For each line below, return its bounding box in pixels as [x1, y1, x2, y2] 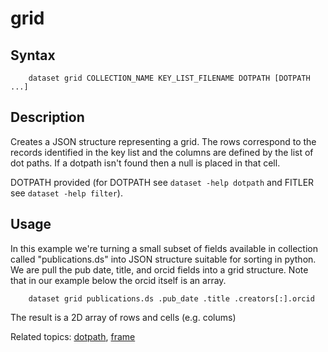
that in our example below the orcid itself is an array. [10, 274, 227, 286]
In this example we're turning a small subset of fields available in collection [10, 242, 318, 254]
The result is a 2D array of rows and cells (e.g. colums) [10, 311, 237, 323]
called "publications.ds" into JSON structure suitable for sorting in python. [10, 253, 317, 265]
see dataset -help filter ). [10, 187, 123, 199]
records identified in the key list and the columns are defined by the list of [10, 146, 314, 158]
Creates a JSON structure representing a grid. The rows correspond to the [10, 135, 317, 147]
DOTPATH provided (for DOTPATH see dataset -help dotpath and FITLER [10, 176, 315, 188]
